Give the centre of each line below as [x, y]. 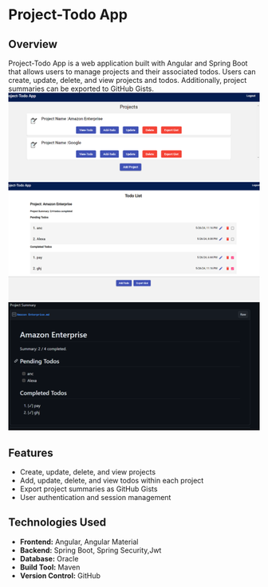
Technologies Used [57, 523]
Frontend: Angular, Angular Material [79, 542]
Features [31, 453]
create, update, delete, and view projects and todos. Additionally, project [128, 80]
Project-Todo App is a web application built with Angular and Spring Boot [128, 63]
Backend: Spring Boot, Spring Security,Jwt [91, 550]
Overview [33, 44]
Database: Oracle [49, 558]
